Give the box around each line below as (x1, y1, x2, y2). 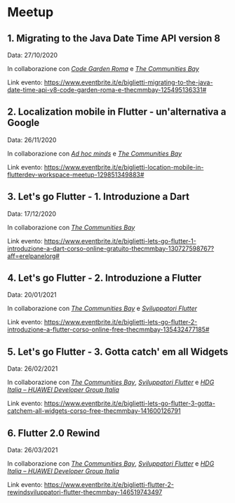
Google (7, 117, 40, 129)
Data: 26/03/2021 (7, 446, 58, 454)
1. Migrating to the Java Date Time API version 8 (7, 32, 221, 44)
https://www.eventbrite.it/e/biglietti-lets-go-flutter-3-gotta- (43, 399, 215, 408)
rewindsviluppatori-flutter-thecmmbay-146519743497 (7, 488, 163, 497)
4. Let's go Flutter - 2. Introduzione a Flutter (7, 272, 202, 284)
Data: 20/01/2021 (7, 291, 58, 299)
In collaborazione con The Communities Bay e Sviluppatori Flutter (7, 304, 198, 313)
